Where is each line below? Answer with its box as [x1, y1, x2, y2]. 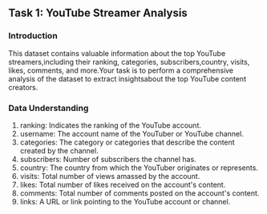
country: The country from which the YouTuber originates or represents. [19, 163, 259, 172]
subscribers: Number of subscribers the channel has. [19, 154, 196, 164]
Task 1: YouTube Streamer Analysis [8, 6, 188, 20]
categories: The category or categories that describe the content [19, 137, 235, 147]
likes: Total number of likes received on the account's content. [19, 180, 226, 189]
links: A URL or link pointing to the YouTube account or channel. [19, 196, 231, 206]
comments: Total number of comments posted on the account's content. [19, 188, 260, 198]
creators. [8, 82, 38, 92]
